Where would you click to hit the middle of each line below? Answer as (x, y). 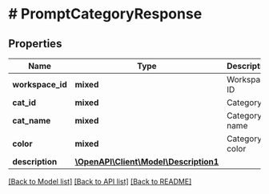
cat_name (32, 121)
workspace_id (40, 85)
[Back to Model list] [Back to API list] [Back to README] (100, 182)
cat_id (24, 103)
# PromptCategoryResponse (105, 14)
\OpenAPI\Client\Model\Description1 (147, 162)
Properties (35, 44)
